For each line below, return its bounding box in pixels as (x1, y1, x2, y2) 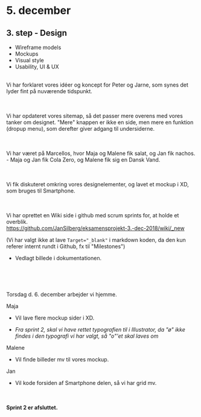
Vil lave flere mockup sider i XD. (14, 314, 95, 321)
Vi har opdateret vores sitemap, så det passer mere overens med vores (6, 113, 183, 119)
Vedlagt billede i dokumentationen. (14, 255, 101, 261)
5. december (6, 4, 71, 18)
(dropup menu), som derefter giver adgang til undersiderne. (6, 125, 155, 132)
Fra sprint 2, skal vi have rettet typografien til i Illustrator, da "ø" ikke (14, 326, 185, 333)
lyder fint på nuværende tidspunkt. (6, 88, 92, 94)
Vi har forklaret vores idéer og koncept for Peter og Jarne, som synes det (6, 81, 189, 88)
